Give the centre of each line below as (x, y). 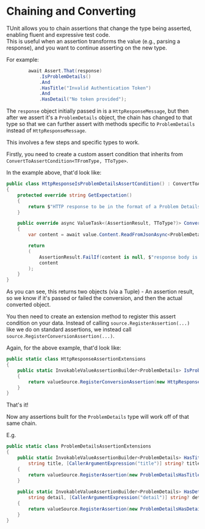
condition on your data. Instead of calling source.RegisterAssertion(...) (98, 323)
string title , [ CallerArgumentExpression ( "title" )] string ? (106, 463)
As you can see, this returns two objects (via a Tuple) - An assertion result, (100, 291)
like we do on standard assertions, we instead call (69, 329)
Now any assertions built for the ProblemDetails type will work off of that (98, 417)
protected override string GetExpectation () (75, 195)
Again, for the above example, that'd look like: (64, 348)
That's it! (17, 405)
